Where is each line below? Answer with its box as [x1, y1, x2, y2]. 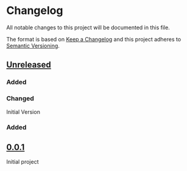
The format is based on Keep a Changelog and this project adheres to [6, 35, 182, 43]
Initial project [6, 158, 39, 166]
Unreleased [6, 60, 52, 70]
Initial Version [6, 108, 41, 116]
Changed [6, 94, 35, 103]
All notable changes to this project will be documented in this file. [6, 24, 171, 31]
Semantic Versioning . [6, 42, 60, 49]
